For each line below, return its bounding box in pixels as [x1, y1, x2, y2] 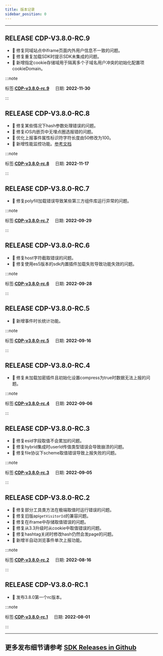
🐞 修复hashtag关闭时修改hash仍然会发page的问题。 [12, 531, 116, 537]
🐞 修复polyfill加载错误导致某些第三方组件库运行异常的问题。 [12, 197, 132, 204]
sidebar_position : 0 [5, 12, 47, 16]
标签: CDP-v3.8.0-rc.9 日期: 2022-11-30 [5, 85, 91, 91]
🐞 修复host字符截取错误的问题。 [12, 255, 76, 261]
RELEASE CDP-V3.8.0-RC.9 [5, 34, 90, 42]
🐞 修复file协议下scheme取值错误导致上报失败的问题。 [12, 450, 119, 456]
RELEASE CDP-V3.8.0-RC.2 [5, 493, 90, 502]
